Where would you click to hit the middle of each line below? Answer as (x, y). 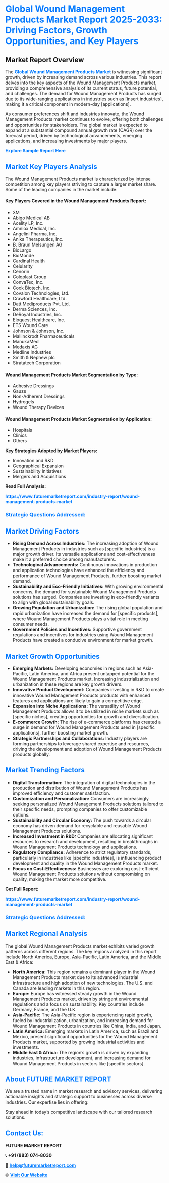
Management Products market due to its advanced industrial (75, 977)
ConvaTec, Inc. (28, 282)
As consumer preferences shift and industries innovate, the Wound (75, 114)
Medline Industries (32, 352)
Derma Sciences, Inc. (35, 309)
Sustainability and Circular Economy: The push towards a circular (82, 820)
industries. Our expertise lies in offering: (47, 1102)
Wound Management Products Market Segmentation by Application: (79, 419)
